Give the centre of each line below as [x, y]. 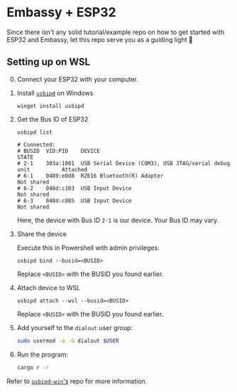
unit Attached [52, 169]
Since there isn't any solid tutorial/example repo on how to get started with [116, 32]
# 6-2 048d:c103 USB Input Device [74, 188]
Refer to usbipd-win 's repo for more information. [77, 381]
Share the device [42, 234]
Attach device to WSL [49, 287]
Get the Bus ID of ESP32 [53, 119]
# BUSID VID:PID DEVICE [58, 151]
